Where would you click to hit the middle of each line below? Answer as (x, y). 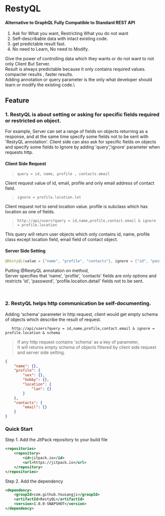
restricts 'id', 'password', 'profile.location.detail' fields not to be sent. (74, 281)
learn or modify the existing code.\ (40, 85)
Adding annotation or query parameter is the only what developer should (79, 80)
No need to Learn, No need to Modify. (51, 49)
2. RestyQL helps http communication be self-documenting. (78, 304)
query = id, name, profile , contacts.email (63, 174)
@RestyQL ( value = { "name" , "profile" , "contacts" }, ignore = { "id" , (77, 261)
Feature (17, 100)
